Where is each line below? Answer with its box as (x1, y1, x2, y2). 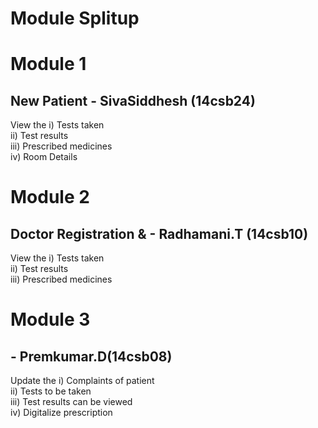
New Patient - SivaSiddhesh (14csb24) (10, 92, 256, 109)
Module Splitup (10, 7, 140, 30)
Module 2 (10, 186, 90, 209)
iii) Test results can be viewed (10, 396, 133, 408)
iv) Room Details (10, 151, 78, 163)
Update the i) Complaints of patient (10, 375, 155, 387)
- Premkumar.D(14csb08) (10, 348, 173, 365)
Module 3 (10, 308, 91, 331)
